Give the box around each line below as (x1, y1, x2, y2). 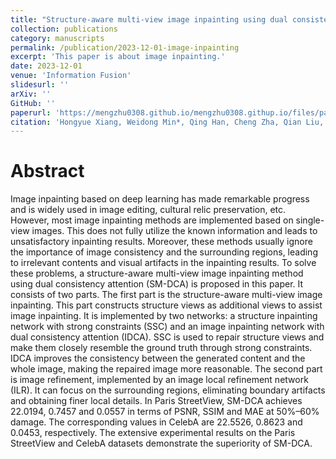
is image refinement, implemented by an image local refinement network (10, 374, 309, 386)
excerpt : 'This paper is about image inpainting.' (10, 52, 226, 62)
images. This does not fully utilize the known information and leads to (31, 225, 318, 237)
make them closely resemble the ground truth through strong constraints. (10, 342, 313, 354)
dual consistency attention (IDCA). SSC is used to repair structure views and (10, 331, 325, 343)
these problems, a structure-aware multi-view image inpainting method (10, 267, 304, 280)
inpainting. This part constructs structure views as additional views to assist (10, 299, 323, 311)
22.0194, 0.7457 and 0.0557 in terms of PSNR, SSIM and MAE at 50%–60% (10, 406, 320, 418)
